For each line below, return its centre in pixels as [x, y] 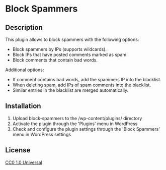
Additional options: [25, 70]
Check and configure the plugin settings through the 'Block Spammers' [86, 129]
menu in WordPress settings [42, 134]
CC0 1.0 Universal [24, 162]
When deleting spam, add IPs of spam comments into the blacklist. [81, 85]
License [18, 150]
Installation [23, 106]
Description [24, 27]
